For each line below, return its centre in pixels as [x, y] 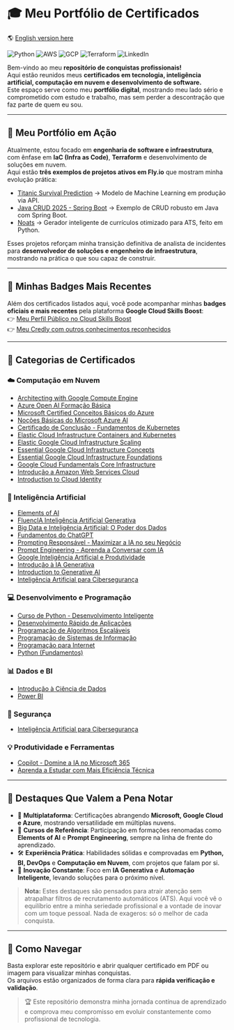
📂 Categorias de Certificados [71, 360]
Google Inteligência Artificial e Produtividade [81, 557]
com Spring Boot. [42, 215]
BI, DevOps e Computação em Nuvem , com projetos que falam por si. [118, 863]
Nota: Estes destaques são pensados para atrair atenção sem [113, 891]
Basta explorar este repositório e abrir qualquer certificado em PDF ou [108, 966]
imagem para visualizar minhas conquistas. [69, 973]
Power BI [30, 696]
